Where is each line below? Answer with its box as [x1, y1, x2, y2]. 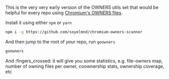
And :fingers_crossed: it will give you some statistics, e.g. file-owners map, [5, 58, 163, 64]
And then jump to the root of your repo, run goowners [5, 38, 116, 45]
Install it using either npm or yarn [5, 20, 72, 25]
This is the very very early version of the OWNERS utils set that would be [5, 5, 159, 10]
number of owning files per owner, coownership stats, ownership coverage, [5, 63, 164, 69]
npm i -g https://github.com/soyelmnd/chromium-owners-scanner [5, 30, 143, 35]
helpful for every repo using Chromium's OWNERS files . [5, 10, 123, 16]
